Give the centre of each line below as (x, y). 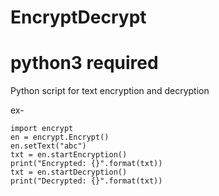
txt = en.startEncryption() (69, 155)
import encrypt (42, 129)
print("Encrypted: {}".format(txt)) (86, 164)
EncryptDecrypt (78, 17)
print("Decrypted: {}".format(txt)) (86, 181)
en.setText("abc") (48, 146)
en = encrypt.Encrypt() (60, 137)
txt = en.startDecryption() (69, 172)
